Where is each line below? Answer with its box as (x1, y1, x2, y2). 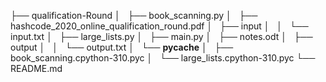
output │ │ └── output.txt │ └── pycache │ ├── (10, 41, 234, 53)
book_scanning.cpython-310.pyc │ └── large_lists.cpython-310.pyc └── (10, 52, 316, 64)
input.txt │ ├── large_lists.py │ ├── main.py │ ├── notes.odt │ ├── (10, 31, 313, 42)
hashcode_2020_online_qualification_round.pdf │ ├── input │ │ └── (10, 20, 309, 32)
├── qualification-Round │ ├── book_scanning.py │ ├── (10, 10, 258, 21)
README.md (10, 63, 63, 74)
